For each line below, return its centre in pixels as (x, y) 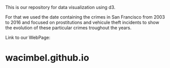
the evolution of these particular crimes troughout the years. (68, 28)
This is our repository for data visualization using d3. (60, 7)
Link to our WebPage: (28, 38)
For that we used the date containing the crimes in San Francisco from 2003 (85, 17)
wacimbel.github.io (47, 58)
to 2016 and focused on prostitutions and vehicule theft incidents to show (82, 22)
